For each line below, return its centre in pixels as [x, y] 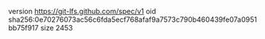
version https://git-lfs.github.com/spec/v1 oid [82, 11]
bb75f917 [23, 28]
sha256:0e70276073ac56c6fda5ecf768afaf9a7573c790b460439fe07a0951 [132, 19]
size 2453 [57, 28]
